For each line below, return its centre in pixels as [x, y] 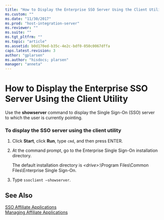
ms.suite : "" [18, 32]
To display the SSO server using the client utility [63, 130]
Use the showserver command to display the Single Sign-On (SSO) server [80, 113]
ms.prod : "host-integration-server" [42, 23]
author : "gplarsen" [25, 55]
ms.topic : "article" [26, 42]
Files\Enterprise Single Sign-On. [44, 171]
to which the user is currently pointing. [44, 118]
